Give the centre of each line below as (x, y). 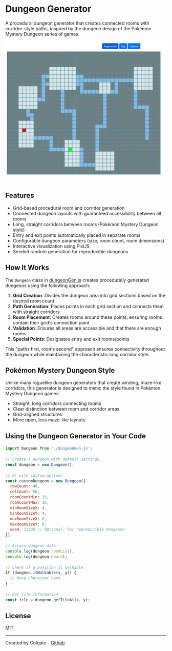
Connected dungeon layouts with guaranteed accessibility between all (87, 213)
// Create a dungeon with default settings (52, 459)
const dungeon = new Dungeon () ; (40, 464)
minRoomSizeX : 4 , (28, 508)
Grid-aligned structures (37, 414)
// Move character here (35, 578)
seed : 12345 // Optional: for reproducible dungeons (67, 530)
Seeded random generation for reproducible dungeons (70, 251)
